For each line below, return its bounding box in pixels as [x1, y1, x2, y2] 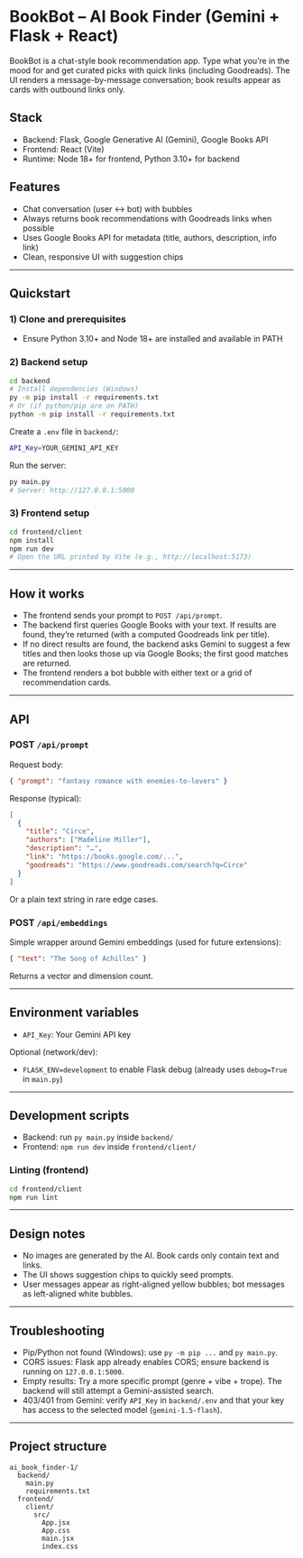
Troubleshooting [9, 1323, 106, 1338]
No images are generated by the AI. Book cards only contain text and [22, 1251, 280, 1261]
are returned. [22, 658, 72, 669]
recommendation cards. [22, 677, 112, 688]
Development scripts [9, 1107, 130, 1123]
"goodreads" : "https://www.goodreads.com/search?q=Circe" [25, 860, 248, 869]
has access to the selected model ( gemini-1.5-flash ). [22, 1405, 223, 1416]
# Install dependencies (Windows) [9, 385, 140, 394]
